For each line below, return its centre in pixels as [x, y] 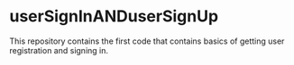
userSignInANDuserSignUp [114, 16]
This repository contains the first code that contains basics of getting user [147, 41]
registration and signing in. [59, 50]
